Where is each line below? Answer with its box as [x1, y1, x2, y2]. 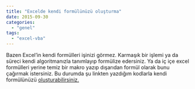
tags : [6, 30, 19, 36]
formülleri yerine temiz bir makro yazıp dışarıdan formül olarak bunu [6, 64, 170, 70]
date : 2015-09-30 [6, 14, 49, 20]
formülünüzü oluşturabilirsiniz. [6, 76, 80, 83]
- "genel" [11, 24, 35, 31]
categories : [6, 19, 35, 25]
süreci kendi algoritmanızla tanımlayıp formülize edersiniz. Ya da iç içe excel [6, 58, 189, 65]
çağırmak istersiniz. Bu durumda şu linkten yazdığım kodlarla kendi [6, 70, 167, 77]
